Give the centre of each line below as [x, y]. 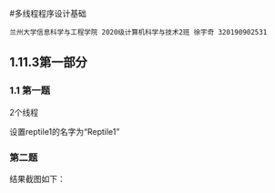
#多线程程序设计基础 [48, 13]
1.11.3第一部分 [49, 62]
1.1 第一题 [30, 91]
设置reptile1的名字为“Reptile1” [65, 131]
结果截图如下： [37, 178]
